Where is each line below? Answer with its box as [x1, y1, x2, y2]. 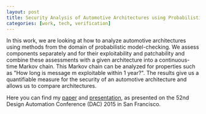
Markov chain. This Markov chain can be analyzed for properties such [18, 63, 196, 70]
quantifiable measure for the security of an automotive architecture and [6, 76, 187, 83]
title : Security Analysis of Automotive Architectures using [6, 15, 166, 21]
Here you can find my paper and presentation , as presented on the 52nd [6, 94, 189, 101]
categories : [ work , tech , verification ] [6, 20, 112, 26]
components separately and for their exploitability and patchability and [6, 50, 185, 57]
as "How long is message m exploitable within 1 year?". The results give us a [6, 69, 199, 77]
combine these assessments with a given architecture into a [6, 56, 158, 64]
